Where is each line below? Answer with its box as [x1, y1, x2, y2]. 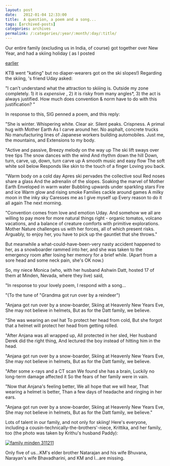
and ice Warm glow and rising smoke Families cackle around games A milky [5, 189, 164, 195]
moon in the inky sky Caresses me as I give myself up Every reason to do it [5, 195, 162, 200]
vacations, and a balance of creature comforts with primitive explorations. [5, 221, 160, 226]
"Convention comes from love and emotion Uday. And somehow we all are [5, 210, 161, 216]
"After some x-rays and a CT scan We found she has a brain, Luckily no [5, 368, 155, 374]
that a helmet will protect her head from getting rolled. [5, 322, 118, 329]
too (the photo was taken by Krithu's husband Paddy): [5, 430, 118, 436]
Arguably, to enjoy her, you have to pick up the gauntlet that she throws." [5, 231, 157, 237]
